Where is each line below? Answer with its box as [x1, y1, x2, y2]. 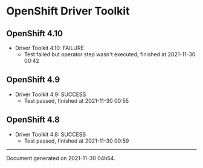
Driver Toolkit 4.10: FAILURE [14, 44, 85, 51]
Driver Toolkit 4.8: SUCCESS [14, 131, 86, 138]
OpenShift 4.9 [6, 74, 60, 85]
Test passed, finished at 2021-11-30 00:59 [24, 137, 129, 144]
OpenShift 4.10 [6, 28, 63, 39]
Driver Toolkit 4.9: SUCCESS [14, 91, 86, 98]
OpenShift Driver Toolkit [6, 4, 130, 18]
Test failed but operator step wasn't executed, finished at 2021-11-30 [24, 51, 196, 58]
